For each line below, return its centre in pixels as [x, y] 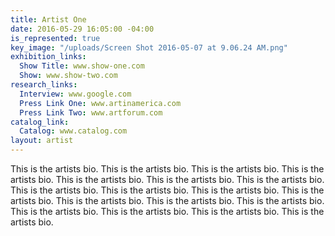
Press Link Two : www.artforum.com [91, 112]
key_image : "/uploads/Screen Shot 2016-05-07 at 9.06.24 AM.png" [149, 47]
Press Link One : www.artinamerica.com [100, 103]
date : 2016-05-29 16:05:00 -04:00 [82, 29]
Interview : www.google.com [75, 94]
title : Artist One [48, 19]
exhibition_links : [48, 57]
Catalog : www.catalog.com [73, 131]
